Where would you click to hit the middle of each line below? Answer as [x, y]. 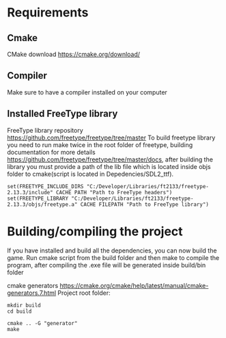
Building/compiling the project [95, 231]
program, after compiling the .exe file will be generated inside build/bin [107, 265]
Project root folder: [84, 293]
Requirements [48, 13]
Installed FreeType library [62, 114]
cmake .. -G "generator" [42, 323]
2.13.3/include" [30, 192]
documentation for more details [51, 152]
